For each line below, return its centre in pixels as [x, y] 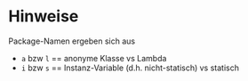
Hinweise [44, 16]
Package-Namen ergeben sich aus [72, 41]
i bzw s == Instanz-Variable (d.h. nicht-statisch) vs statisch [130, 68]
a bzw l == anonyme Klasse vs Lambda [94, 58]
